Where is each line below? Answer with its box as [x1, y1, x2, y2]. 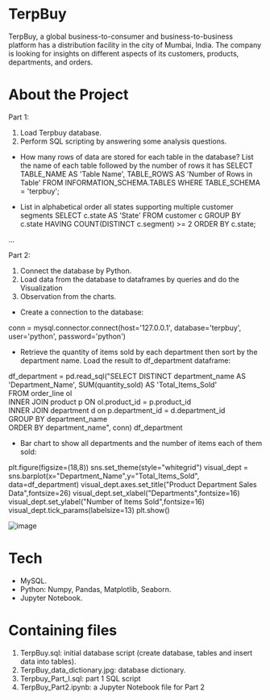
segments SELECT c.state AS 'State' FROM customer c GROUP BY [19, 210, 242, 220]
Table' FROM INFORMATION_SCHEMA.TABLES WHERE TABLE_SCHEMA [19, 177, 260, 187]
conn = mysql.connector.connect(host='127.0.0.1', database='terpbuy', [8, 323, 242, 332]
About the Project [8, 85, 129, 104]
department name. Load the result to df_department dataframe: [19, 356, 231, 365]
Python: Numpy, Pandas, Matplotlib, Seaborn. [19, 584, 172, 594]
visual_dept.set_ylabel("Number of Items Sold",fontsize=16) [8, 497, 206, 506]
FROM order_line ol [8, 388, 73, 398]
